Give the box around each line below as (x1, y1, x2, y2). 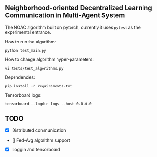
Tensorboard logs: (5, 92, 42, 98)
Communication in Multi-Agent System (5, 12, 125, 20)
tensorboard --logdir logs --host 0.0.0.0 (5, 101, 92, 106)
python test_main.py (5, 48, 47, 53)
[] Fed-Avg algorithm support (12, 137, 70, 143)
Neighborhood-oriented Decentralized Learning (5, 4, 152, 12)
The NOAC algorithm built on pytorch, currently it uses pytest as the (5, 24, 141, 30)
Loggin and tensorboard (12, 146, 60, 152)
